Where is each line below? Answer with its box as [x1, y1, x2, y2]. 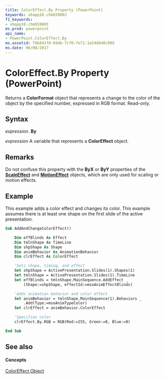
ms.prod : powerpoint [5, 26, 49, 31]
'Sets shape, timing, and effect [14, 263, 85, 268]
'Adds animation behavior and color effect [14, 291, 108, 296]
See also [5, 342, 33, 351]
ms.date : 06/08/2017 [5, 45, 49, 50]
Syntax [5, 115, 28, 123]
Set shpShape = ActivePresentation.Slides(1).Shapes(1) [14, 268, 136, 273]
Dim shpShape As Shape [14, 244, 62, 249]
